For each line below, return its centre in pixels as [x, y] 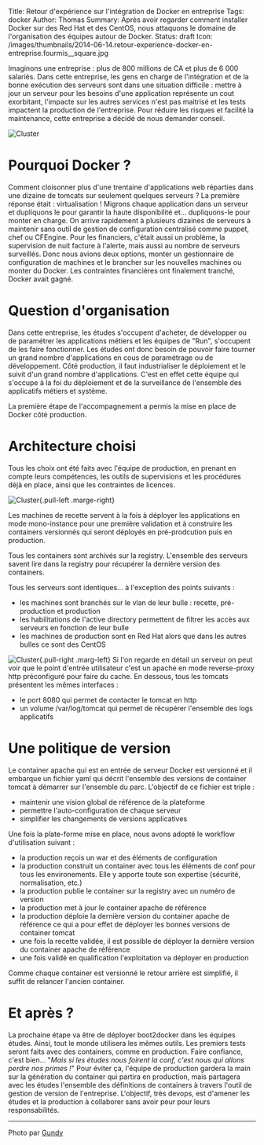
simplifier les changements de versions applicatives [103, 818]
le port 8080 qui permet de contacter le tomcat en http [108, 699]
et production [79, 611]
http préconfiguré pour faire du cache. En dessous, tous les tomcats [119, 676]
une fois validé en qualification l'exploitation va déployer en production [134, 957]
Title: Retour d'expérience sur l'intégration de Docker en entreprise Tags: [126, 11]
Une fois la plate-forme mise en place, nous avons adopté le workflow [122, 834]
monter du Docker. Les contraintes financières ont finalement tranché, [122, 270]
